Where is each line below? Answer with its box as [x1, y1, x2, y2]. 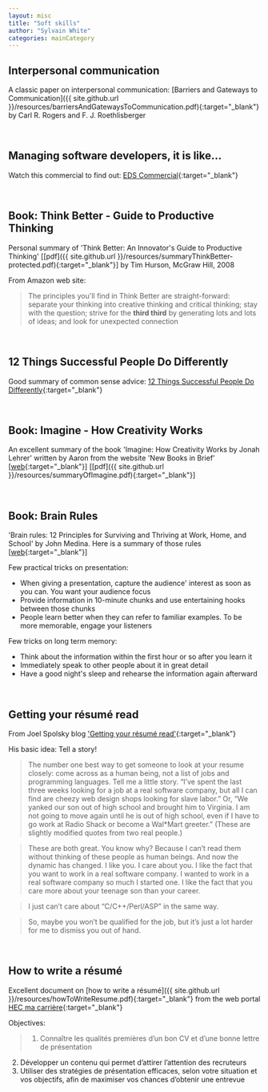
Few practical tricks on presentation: [8, 563, 129, 572]
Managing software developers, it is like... [8, 149, 222, 163]
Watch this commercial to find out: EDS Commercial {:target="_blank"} [8, 170, 238, 180]
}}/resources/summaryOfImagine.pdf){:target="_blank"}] [8, 470, 196, 480]
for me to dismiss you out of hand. [27, 925, 142, 935]
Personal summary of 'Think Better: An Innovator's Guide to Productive [8, 243, 242, 252]
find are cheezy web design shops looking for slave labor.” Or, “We [27, 793, 249, 803]
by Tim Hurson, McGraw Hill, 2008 [120, 259, 234, 269]
